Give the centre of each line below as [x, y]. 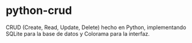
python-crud [39, 11]
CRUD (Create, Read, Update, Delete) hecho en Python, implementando [96, 27]
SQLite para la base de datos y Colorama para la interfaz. [78, 33]
